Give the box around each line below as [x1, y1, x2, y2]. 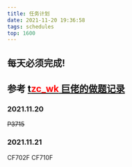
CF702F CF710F [7, 153, 53, 161]
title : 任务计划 [7, 10, 50, 17]
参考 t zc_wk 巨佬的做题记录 [7, 83, 125, 95]
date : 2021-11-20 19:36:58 [7, 17, 85, 24]
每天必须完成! [7, 57, 66, 69]
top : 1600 [7, 29, 36, 37]
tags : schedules [7, 23, 54, 30]
